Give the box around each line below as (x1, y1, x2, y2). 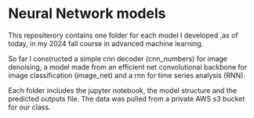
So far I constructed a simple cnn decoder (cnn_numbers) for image (8, 54, 228, 63)
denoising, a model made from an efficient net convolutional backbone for (8, 62, 248, 71)
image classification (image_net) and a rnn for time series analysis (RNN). (8, 70, 245, 80)
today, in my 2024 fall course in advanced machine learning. (8, 38, 204, 48)
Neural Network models (8, 5, 166, 23)
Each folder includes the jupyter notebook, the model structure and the (8, 85, 238, 95)
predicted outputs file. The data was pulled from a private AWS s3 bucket (8, 94, 245, 103)
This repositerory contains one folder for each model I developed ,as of (8, 30, 238, 40)
